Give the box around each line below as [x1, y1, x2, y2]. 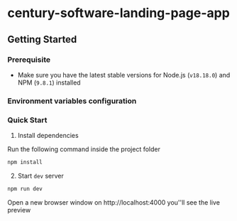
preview [7, 205, 31, 214]
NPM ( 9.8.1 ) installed [17, 78, 81, 87]
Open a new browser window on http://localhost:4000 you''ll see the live [7, 198, 220, 207]
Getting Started [7, 33, 77, 45]
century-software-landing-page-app [7, 5, 231, 21]
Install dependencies [17, 131, 79, 140]
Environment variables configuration [7, 96, 137, 106]
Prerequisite [7, 55, 51, 65]
